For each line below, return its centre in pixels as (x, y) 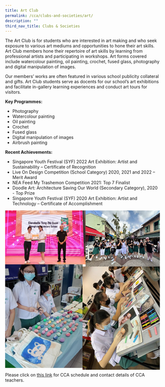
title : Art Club (22, 10)
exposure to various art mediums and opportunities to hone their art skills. (80, 46)
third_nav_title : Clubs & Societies (42, 26)
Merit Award (25, 177)
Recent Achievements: (29, 152)
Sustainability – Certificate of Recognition (54, 167)
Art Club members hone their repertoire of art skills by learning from (74, 51)
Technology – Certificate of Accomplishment (57, 204)
